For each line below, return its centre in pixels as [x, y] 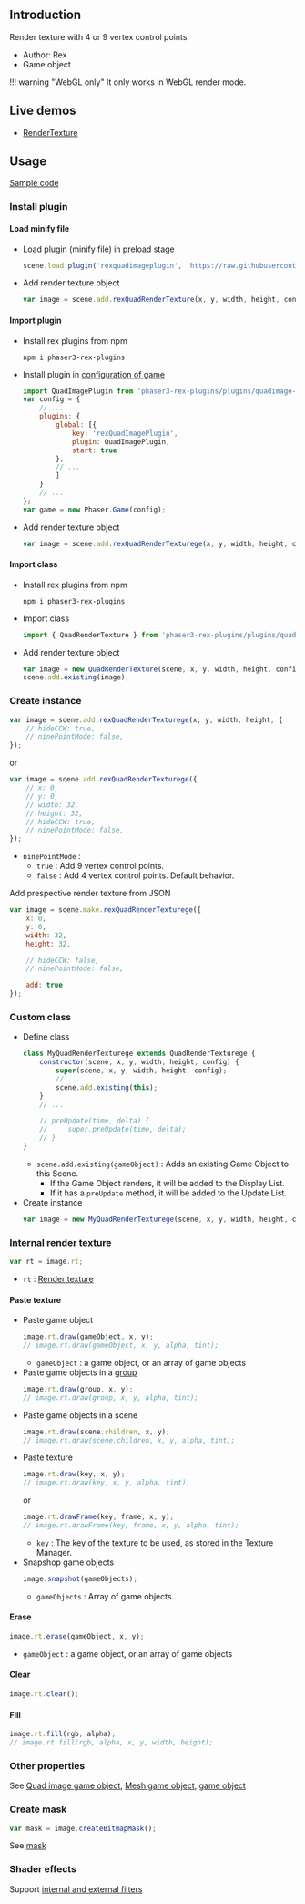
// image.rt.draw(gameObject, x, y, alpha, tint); [121, 1345]
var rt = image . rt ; [46, 1262]
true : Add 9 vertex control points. [100, 866]
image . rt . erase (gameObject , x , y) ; [77, 1637]
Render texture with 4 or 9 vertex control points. [99, 36]
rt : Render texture [58, 1278]
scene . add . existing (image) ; [76, 678]
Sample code [34, 183]
